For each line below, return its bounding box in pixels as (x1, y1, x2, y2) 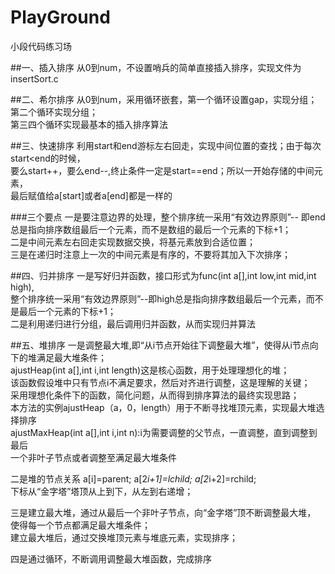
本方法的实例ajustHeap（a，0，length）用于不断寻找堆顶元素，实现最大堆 (10, 401, 317, 413)
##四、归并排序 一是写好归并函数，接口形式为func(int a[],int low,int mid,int (10, 269, 317, 281)
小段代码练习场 (10, 40, 72, 52)
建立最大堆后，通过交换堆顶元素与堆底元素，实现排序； (10, 531, 238, 543)
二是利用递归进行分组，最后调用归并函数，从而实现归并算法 (10, 317, 256, 330)
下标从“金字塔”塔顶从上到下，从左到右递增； (10, 485, 194, 497)
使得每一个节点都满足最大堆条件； (10, 519, 151, 531)
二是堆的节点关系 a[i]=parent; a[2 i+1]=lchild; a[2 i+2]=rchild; (10, 472, 257, 485)
